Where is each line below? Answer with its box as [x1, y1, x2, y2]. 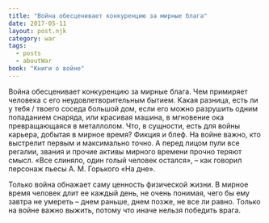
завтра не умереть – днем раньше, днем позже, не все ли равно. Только [8, 196, 261, 206]
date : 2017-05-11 [8, 19, 67, 27]
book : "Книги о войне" [8, 65, 85, 73]
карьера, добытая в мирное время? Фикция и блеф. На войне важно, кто [8, 129, 261, 139]
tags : [8, 42, 27, 50]
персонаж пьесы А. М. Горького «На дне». [8, 163, 156, 174]
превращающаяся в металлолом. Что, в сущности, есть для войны [8, 120, 241, 130]
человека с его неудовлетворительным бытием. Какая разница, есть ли [8, 95, 258, 105]
